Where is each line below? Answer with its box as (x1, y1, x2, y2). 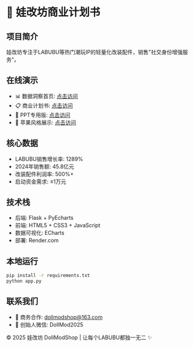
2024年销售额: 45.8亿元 (14, 163, 74, 170)
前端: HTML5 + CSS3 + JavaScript (14, 222, 101, 229)
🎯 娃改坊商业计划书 (6, 5, 101, 19)
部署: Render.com (14, 237, 59, 244)
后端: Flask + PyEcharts (14, 214, 74, 222)
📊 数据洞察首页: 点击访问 (14, 92, 78, 99)
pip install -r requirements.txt (6, 272, 90, 279)
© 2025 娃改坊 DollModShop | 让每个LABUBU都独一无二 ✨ (6, 334, 152, 341)
